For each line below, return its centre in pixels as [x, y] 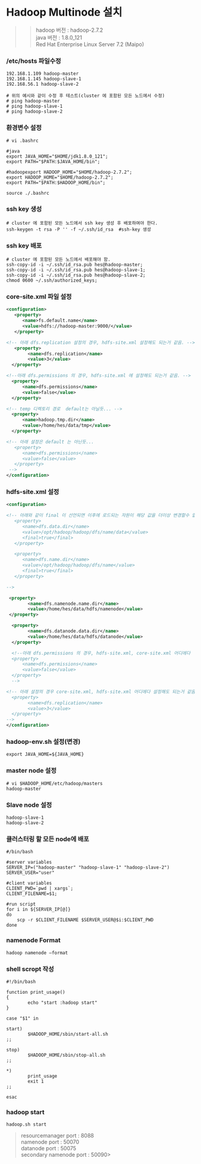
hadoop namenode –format [37, 953]
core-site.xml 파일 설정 [39, 297]
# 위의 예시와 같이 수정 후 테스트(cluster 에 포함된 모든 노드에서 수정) [86, 96]
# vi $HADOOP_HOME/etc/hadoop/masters [54, 783]
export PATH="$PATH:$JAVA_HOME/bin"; [53, 162]
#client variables [29, 883]
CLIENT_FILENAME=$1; [32, 894]
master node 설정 [31, 771]
